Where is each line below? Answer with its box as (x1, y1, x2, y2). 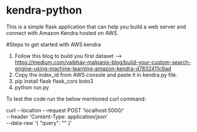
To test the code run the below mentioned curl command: (6, 95, 146, 102)
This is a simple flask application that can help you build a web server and (6, 23, 186, 30)
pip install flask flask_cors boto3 (14, 78, 93, 85)
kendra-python (6, 4, 82, 17)
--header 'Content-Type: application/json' (6, 113, 108, 120)
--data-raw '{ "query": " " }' (6, 119, 72, 126)
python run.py (14, 83, 49, 91)
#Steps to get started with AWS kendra (6, 41, 101, 48)
